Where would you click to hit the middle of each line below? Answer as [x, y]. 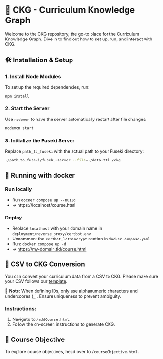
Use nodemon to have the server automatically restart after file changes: [76, 119]
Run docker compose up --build [44, 200]
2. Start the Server [27, 108]
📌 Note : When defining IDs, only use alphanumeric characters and [71, 291]
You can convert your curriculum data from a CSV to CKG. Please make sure [81, 276]
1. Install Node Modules [33, 77]
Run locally [18, 189]
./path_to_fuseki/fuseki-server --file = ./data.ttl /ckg [63, 160]
